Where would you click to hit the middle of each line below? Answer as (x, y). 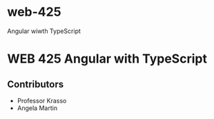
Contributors (36, 84)
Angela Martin (37, 108)
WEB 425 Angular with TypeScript (107, 59)
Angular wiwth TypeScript (44, 31)
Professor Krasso (42, 100)
